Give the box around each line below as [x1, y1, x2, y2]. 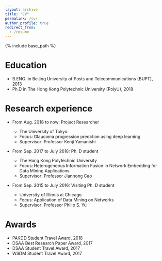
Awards [5, 219, 37, 230]
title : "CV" [5, 12, 29, 16]
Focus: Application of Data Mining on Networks [19, 197, 114, 202]
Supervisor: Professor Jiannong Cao [19, 173, 92, 179]
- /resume [9, 30, 29, 34]
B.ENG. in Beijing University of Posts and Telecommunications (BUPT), [12, 76, 153, 81]
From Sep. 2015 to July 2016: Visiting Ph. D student [12, 182, 114, 188]
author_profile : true [5, 20, 49, 26]
